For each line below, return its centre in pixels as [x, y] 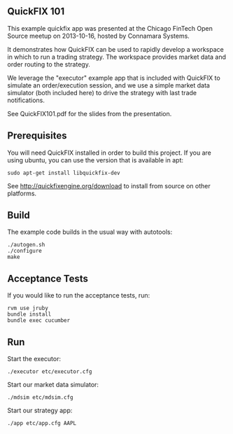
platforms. [22, 193]
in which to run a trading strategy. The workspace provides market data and [116, 57]
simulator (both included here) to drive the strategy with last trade [102, 92]
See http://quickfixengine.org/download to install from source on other [109, 185]
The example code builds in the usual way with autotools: [90, 232]
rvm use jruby [28, 308]
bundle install [29, 314]
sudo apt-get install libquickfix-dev [64, 173]
